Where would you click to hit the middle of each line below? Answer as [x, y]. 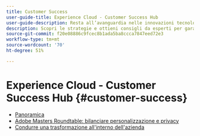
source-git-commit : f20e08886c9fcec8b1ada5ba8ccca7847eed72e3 [85, 34]
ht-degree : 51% [25, 51]
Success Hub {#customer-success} [97, 98]
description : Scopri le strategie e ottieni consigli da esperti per [94, 28]
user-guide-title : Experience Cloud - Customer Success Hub [82, 17]
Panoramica [29, 115]
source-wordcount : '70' [36, 45]
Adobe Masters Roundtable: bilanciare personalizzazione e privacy [97, 120]
